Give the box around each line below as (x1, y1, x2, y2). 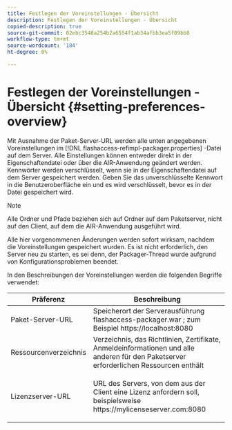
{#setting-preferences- (68, 99, 206, 115)
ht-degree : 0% (7, 49, 48, 56)
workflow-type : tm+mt (7, 36, 70, 43)
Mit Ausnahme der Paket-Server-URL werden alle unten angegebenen (7, 136, 207, 145)
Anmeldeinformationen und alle (93, 343, 195, 353)
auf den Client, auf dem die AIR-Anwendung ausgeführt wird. (7, 222, 182, 230)
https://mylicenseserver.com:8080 (93, 404, 206, 414)
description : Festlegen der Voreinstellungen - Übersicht (7, 17, 177, 23)
